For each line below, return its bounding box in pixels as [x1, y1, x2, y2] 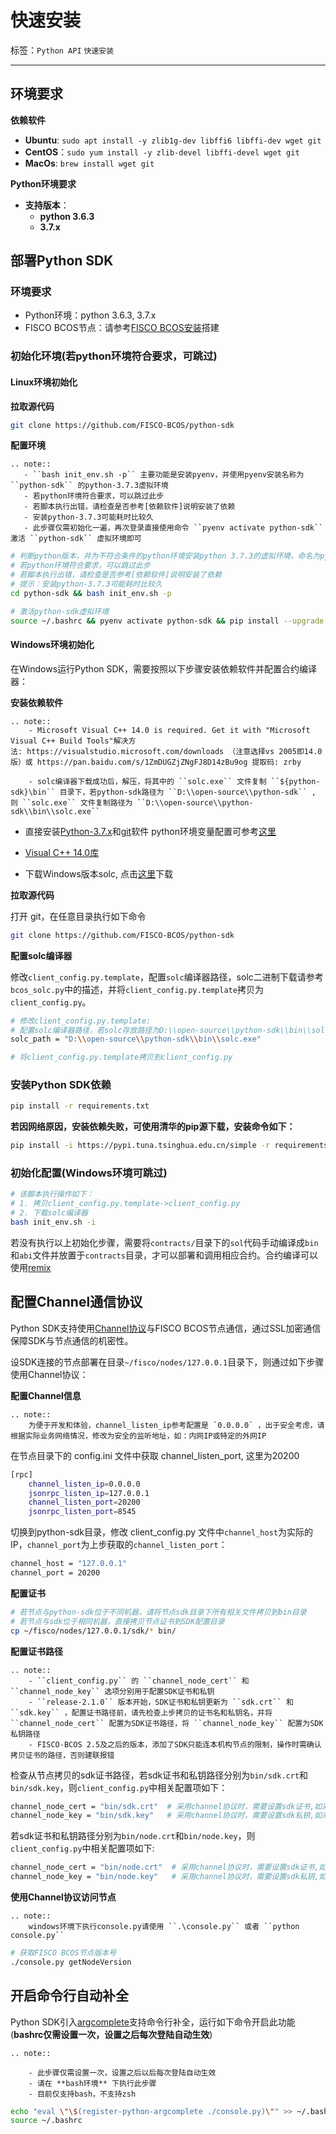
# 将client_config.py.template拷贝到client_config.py [10, 1052, 233, 1063]
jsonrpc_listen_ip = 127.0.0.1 [28, 1488, 150, 1498]
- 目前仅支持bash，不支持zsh [28, 2089, 137, 2099]
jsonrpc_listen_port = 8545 [28, 1507, 137, 1517]
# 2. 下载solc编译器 [10, 1208, 88, 1218]
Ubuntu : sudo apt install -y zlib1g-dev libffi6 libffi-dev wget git [24, 134, 322, 146]
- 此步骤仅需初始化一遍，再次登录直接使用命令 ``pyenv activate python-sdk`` [23, 523, 324, 533]
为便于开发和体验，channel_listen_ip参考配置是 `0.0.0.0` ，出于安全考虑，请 [28, 1420, 325, 1430]
